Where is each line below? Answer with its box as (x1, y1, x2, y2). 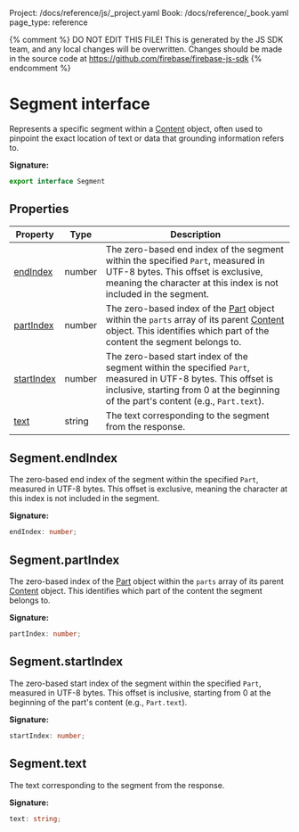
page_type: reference (9, 17, 88, 28)
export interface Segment (9, 177, 105, 185)
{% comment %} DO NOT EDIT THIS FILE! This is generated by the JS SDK (9, 35, 284, 45)
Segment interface (9, 94, 150, 114)
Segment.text (9, 756, 87, 771)
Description (170, 227, 221, 240)
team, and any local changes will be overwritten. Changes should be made (9, 44, 283, 54)
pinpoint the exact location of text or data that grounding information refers (9, 133, 285, 144)
